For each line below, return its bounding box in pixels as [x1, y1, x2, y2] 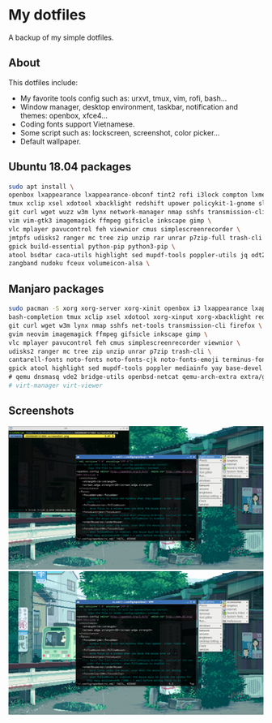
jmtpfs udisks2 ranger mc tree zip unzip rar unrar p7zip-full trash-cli [8, 234, 263, 242]
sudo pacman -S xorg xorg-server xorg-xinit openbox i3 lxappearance [8, 304, 249, 313]
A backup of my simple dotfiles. [8, 32, 114, 42]
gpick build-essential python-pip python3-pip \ [8, 242, 176, 251]
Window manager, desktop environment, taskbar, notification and [19, 101, 239, 111]
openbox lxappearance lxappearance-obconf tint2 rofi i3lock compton [8, 191, 249, 200]
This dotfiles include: [8, 77, 79, 87]
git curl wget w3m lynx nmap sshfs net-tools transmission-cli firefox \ [8, 321, 263, 329]
